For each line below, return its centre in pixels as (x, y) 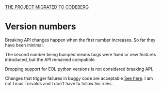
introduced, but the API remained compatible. (50, 60)
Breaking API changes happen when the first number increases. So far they (80, 40)
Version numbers (40, 27)
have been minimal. (24, 45)
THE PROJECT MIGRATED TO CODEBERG (47, 7)
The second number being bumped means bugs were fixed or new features (80, 54)
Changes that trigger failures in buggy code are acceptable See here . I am (79, 78)
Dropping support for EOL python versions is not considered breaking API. (79, 69)
